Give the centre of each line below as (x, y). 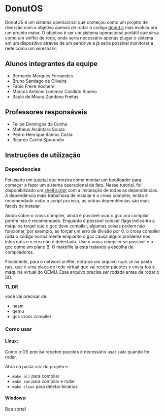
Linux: (12, 341)
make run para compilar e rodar (44, 382)
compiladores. (20, 252)
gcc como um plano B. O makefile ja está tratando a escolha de (69, 247)
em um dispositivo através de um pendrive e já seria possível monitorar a (79, 43)
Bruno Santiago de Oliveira (39, 81)
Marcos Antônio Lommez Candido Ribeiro (54, 91)
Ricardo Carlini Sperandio (38, 140)
